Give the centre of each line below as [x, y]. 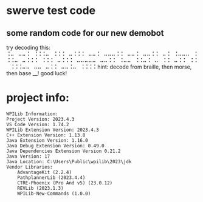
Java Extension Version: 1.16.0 [47, 140]
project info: [38, 98]
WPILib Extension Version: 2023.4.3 [53, 130]
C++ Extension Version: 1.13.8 [46, 135]
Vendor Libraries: [29, 167]
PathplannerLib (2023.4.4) [51, 177]
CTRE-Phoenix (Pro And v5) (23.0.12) [65, 183]
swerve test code [51, 11]
